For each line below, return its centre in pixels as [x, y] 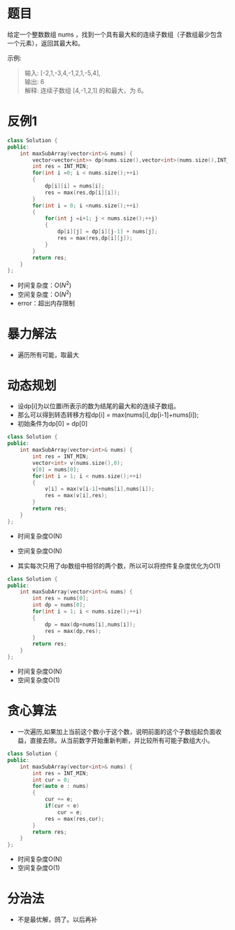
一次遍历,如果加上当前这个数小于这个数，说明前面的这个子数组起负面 [116, 731]
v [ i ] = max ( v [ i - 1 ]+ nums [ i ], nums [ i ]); [100, 489]
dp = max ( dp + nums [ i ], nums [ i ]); [90, 624]
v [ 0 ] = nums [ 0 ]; [56, 469]
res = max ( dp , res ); [73, 631]
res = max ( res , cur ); [74, 819]
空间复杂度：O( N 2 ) [44, 293]
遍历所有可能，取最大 [48, 354]
